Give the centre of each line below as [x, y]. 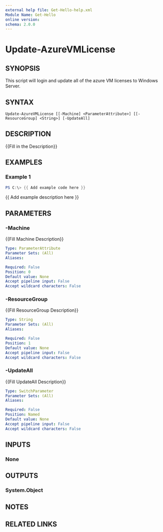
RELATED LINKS [31, 524]
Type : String [19, 320]
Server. [13, 86]
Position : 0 [18, 272]
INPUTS [18, 445]
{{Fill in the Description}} [31, 146]
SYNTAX [20, 102]
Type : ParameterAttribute [33, 248]
